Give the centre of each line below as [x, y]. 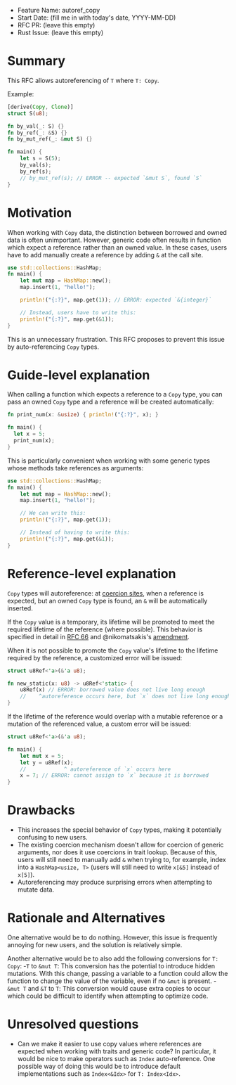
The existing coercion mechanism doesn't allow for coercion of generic [120, 845]
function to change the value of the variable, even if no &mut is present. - [112, 981]
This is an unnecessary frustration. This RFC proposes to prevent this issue [116, 339]
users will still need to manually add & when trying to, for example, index [122, 860]
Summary [36, 61]
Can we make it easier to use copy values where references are [110, 1044]
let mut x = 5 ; [42, 756]
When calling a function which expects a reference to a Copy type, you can [115, 394]
